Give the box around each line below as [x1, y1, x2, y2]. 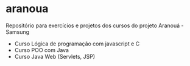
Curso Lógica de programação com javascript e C [14, 40, 140, 47]
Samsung [5, 28, 30, 35]
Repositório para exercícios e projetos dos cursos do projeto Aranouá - [5, 22, 184, 29]
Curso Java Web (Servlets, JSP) [14, 53, 96, 60]
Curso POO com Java [14, 46, 69, 53]
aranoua [5, 2, 49, 16]
